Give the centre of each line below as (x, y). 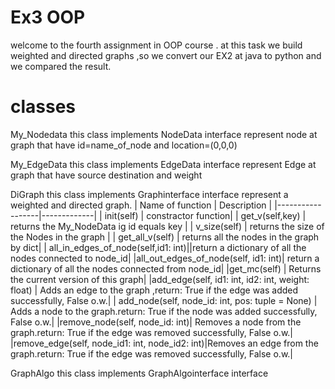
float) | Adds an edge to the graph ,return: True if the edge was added (154, 290)
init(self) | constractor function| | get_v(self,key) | (205, 215)
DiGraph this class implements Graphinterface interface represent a (149, 194)
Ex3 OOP (48, 17)
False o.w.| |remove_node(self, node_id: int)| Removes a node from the (156, 322)
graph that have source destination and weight (106, 175)
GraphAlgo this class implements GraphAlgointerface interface (139, 373)
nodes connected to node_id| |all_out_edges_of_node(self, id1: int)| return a (165, 258)
